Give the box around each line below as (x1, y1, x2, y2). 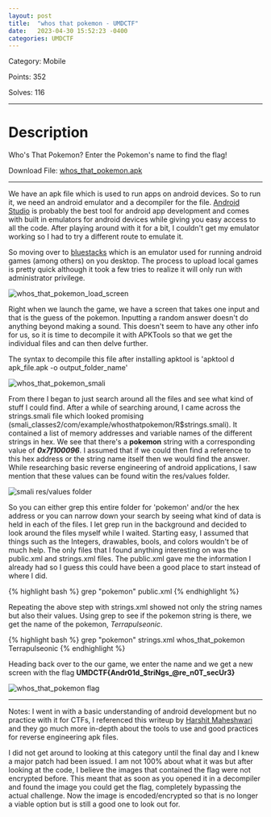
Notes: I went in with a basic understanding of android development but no (8, 707, 256, 716)
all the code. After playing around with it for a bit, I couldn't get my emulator (8, 223, 260, 233)
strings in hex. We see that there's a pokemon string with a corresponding (8, 437, 256, 447)
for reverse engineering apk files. (8, 732, 119, 742)
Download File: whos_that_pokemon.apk (8, 166, 143, 176)
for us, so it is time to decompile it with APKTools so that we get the (8, 330, 232, 340)
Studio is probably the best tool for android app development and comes (8, 206, 250, 216)
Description (8, 123, 89, 142)
